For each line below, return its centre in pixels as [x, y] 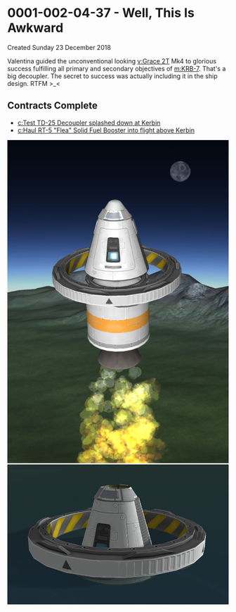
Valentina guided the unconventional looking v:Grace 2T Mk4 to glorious [112, 61]
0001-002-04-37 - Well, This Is [101, 13]
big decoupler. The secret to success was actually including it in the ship [112, 76]
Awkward [35, 28]
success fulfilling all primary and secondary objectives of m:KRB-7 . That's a [117, 68]
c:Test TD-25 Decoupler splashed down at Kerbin [89, 123]
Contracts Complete [53, 106]
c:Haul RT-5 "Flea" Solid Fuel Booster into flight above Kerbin [106, 130]
